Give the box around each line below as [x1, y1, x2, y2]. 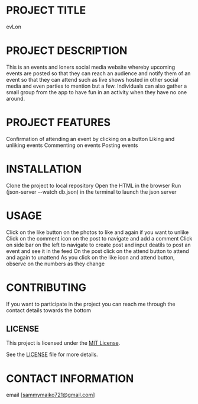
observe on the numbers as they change [6, 260, 105, 267]
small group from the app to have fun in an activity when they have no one [6, 88, 187, 95]
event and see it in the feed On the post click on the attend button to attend [6, 247, 189, 255]
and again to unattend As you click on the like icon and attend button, [6, 254, 176, 261]
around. [6, 95, 25, 102]
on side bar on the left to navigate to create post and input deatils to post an [6, 241, 191, 248]
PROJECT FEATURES [6, 116, 111, 129]
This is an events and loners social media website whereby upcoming [6, 63, 176, 70]
